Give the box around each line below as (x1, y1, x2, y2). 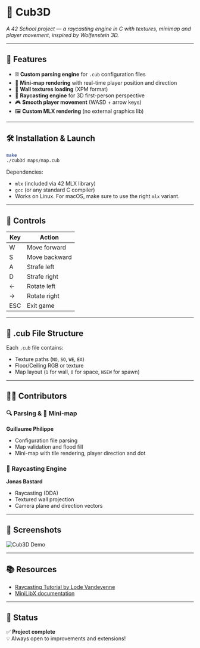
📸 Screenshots (6, 525, 62, 535)
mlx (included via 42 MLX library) (14, 180, 96, 187)
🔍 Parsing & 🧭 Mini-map (6, 409, 77, 418)
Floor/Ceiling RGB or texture (14, 362, 84, 369)
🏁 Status (6, 612, 39, 622)
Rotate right (26, 292, 60, 300)
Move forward (26, 243, 67, 252)
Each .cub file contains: (6, 344, 64, 351)
